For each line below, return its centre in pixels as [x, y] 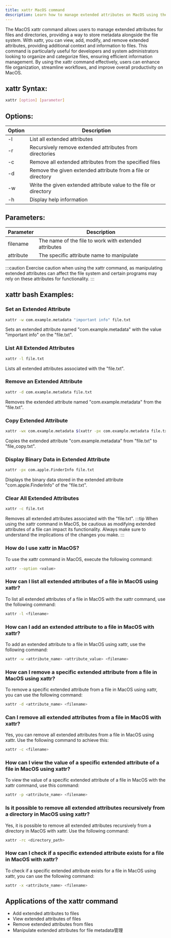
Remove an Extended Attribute [44, 382]
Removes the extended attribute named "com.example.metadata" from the [83, 402]
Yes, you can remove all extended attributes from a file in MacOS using [80, 735]
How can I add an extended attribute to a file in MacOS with [80, 627]
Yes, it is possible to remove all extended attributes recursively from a [78, 825]
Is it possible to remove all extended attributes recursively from [85, 808]
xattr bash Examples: [39, 295]
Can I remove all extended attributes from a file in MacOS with [83, 717]
